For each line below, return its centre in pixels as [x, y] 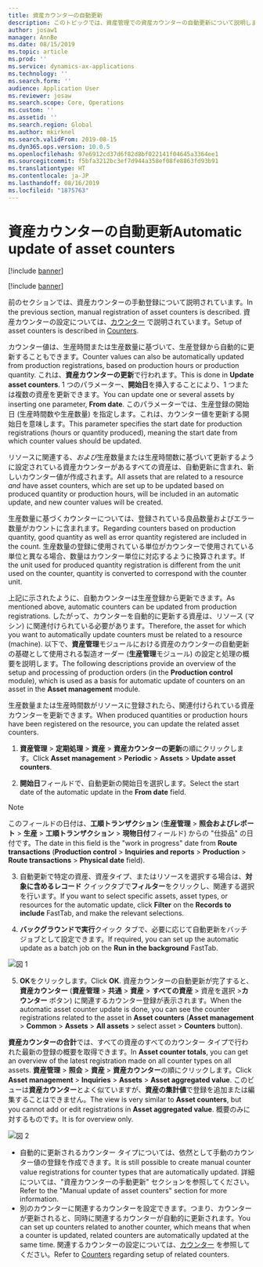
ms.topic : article [38, 52]
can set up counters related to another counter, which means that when [135, 1227]
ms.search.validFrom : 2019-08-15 [63, 139]
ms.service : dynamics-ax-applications [71, 67]
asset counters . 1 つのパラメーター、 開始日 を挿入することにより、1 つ [122, 384]
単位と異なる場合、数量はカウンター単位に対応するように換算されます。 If [126, 556]
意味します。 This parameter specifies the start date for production [135, 424]
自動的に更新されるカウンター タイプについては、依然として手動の [126, 1152]
